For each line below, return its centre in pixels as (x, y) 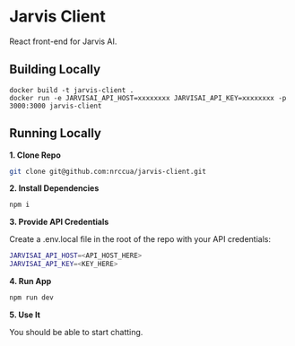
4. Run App (30, 281)
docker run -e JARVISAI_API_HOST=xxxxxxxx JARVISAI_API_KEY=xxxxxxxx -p (148, 98)
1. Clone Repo (35, 155)
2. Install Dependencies (54, 188)
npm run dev (31, 298)
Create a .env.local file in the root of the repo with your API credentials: (140, 239)
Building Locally (55, 69)
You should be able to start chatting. (76, 332)
